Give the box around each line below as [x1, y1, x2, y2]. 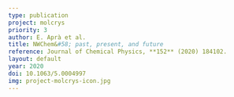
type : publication [8, 11, 69, 20]
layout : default [8, 56, 61, 63]
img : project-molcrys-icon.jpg [8, 77, 111, 84]
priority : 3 [8, 26, 47, 34]
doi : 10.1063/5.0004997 [8, 70, 87, 77]
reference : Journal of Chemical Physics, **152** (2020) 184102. [8, 48, 227, 56]
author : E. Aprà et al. [8, 33, 87, 41]
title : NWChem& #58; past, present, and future [8, 41, 164, 48]
